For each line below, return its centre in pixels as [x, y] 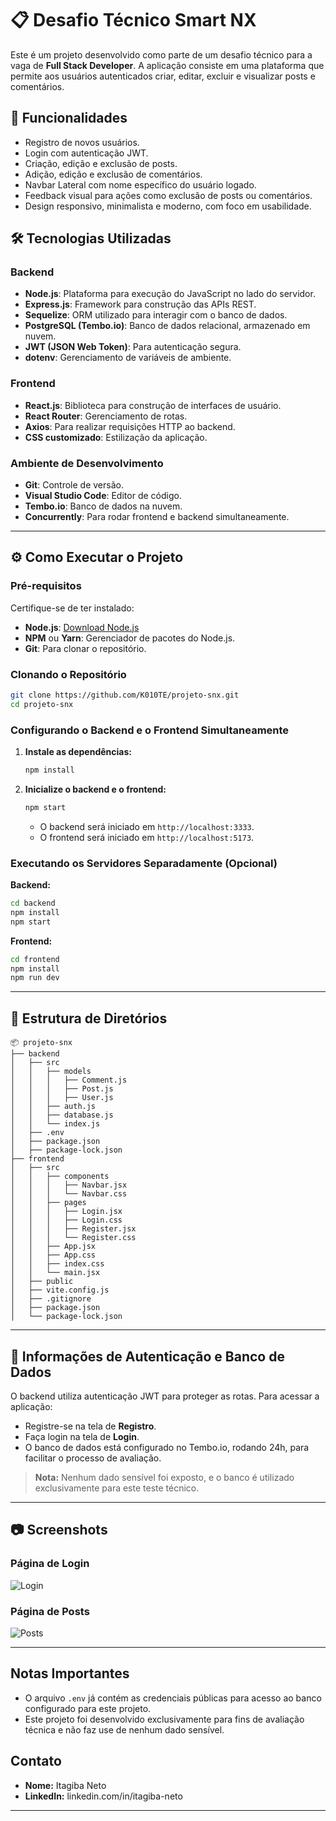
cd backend [33, 903]
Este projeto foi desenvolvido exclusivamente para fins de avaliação [164, 1719]
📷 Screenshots [59, 1530]
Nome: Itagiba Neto [65, 1785]
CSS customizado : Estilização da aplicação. [116, 437]
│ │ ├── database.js [62, 1115]
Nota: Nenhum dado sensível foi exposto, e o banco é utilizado [164, 1477]
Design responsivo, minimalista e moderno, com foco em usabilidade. [168, 206]
